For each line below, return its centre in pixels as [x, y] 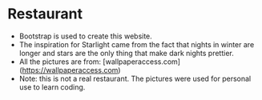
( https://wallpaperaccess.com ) [70, 70]
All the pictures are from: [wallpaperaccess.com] [100, 62]
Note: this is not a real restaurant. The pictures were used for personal [135, 78]
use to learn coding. [52, 87]
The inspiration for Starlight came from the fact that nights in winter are [137, 44]
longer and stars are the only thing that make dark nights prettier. [126, 53]
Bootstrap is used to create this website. [86, 36]
